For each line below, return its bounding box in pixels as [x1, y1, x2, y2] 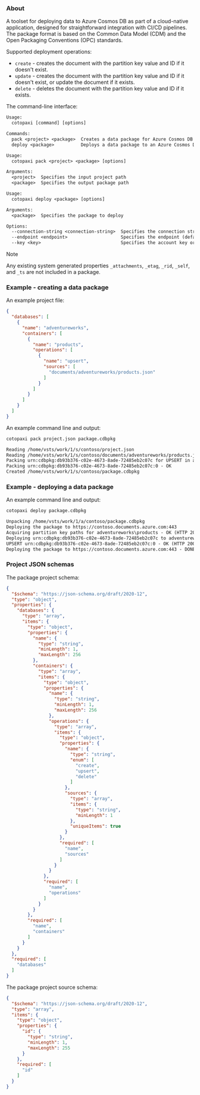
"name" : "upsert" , [43, 358, 89, 364]
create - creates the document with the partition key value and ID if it [14, 60, 185, 67]
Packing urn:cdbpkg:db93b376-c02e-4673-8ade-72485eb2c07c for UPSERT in [6, 457, 190, 464]
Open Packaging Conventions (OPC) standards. [6, 37, 123, 44]
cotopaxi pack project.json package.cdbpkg [6, 436, 116, 442]
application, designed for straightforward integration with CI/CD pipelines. [6, 24, 187, 31]
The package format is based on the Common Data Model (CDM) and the [6, 30, 186, 38]
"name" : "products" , [32, 341, 84, 348]
